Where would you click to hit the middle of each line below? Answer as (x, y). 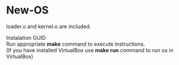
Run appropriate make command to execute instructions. (76, 44)
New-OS (28, 10)
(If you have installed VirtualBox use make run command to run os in (90, 50)
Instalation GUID (26, 37)
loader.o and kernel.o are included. (49, 26)
